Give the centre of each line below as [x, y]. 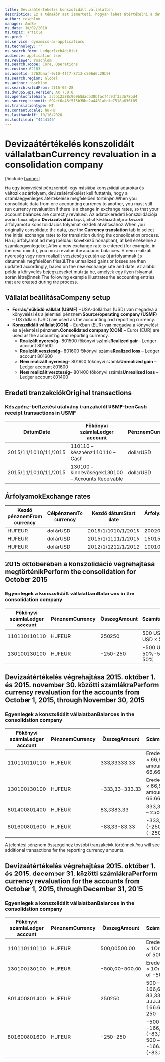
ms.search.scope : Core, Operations [41, 64]
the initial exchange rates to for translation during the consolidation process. [82, 235]
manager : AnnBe [21, 23]
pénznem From [25, 516]
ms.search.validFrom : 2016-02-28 [39, 87]
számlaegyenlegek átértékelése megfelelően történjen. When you [71, 198]
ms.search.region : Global [31, 78]
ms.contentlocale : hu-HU [30, 110]
